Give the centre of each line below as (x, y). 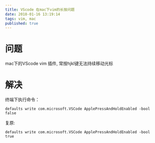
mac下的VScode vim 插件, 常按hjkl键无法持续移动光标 (59, 64)
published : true (22, 23)
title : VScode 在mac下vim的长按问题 (40, 10)
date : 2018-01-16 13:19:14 (33, 14)
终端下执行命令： (22, 100)
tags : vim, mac (21, 19)
